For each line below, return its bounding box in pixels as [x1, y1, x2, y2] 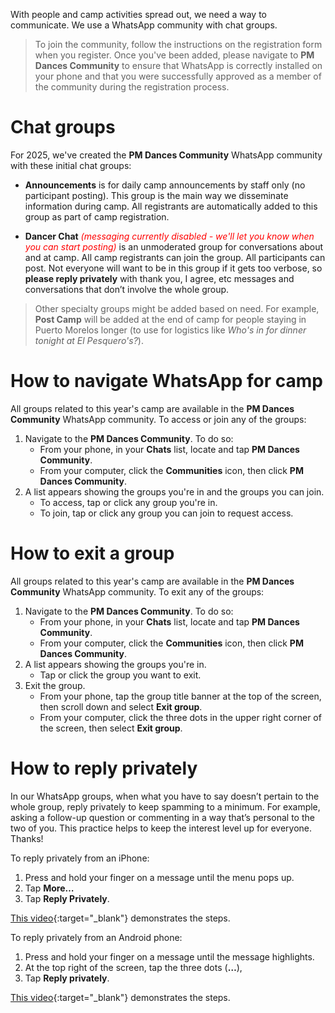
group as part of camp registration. [24, 210, 170, 223]
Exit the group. [24, 679, 86, 691]
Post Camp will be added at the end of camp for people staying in [34, 313, 307, 325]
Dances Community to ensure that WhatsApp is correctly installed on [34, 60, 323, 71]
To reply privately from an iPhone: [10, 852, 150, 864]
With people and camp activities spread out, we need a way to [10, 9, 267, 20]
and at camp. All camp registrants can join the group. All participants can [24, 251, 326, 263]
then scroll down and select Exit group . [39, 700, 203, 713]
